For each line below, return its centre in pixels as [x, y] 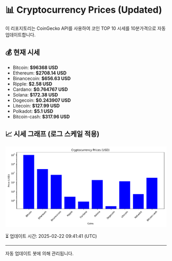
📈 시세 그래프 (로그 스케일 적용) [52, 134]
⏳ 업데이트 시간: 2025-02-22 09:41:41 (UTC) [51, 236]
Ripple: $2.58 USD [33, 84]
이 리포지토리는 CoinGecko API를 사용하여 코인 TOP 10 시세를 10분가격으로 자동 [85, 28]
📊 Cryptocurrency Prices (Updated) [84, 10]
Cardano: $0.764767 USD [40, 89]
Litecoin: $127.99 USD [36, 105]
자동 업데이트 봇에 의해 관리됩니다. [39, 253]
